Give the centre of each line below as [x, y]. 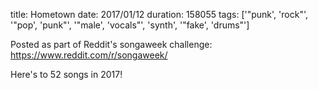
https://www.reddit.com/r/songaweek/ [89, 55]
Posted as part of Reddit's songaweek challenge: [111, 44]
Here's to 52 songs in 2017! [66, 74]
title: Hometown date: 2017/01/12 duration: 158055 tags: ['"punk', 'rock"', [159, 14]
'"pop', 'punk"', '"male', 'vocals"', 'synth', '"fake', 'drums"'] [130, 25]
